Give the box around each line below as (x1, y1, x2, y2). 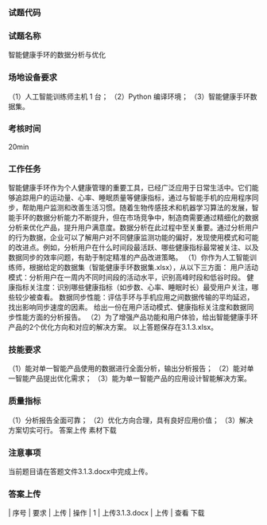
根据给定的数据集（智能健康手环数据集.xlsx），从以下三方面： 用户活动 (29, 263, 259, 272)
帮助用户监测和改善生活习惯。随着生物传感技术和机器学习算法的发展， (21, 203, 252, 213)
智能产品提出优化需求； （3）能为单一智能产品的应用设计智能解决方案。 (14, 374, 252, 383)
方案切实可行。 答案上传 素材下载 (8, 425, 117, 435)
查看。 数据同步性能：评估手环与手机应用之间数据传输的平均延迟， (35, 292, 254, 302)
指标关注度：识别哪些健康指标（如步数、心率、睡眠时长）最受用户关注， (14, 283, 252, 292)
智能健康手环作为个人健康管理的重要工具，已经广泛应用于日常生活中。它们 (8, 183, 252, 193)
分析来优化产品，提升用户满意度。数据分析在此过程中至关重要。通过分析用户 (8, 223, 259, 233)
